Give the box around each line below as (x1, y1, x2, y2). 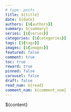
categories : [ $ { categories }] (5, 36, 66, 41)
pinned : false (5, 69, 35, 74)
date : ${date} (5, 17, 35, 22)
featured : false (5, 50, 39, 55)
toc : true (5, 59, 26, 64)
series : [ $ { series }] (5, 31, 49, 36)
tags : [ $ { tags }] (5, 41, 39, 46)
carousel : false (5, 73, 39, 79)
